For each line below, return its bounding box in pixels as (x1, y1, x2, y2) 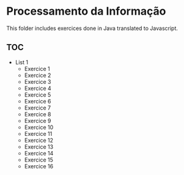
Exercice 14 (24, 149, 54, 157)
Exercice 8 (24, 110, 51, 117)
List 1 (15, 58, 29, 65)
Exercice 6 (24, 97, 51, 105)
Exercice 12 (24, 136, 54, 144)
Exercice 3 (24, 78, 51, 85)
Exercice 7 (24, 104, 51, 111)
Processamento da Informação (6, 4, 166, 18)
